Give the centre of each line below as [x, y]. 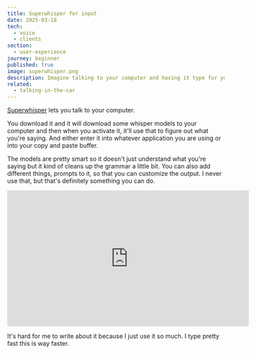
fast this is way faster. [38, 344]
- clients [27, 39]
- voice [24, 33]
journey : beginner [33, 59]
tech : [15, 26]
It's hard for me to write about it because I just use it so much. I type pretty [113, 336]
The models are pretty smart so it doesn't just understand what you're [107, 159]
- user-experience [40, 52]
